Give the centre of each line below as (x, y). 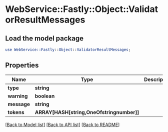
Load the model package (44, 38)
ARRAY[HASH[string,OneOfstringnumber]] (87, 112)
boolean (45, 96)
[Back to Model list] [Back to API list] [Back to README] (62, 124)
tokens (16, 112)
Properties (22, 65)
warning (18, 96)
